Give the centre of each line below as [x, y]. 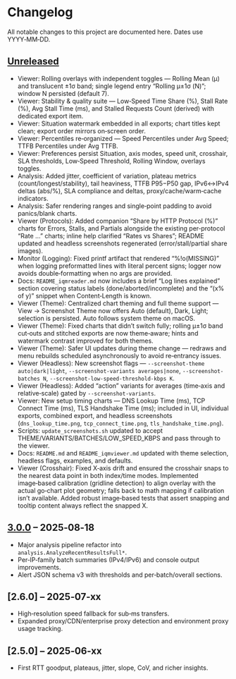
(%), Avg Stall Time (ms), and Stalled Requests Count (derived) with [116, 108]
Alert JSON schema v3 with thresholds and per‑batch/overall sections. [120, 575]
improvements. [39, 567]
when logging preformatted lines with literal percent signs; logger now [119, 266]
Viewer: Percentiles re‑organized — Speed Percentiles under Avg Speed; [123, 138]
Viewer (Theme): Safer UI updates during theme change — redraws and [122, 348]
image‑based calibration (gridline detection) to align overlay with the [117, 483]
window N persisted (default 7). [63, 93]
